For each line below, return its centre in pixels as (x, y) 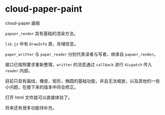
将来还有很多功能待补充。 (31, 108)
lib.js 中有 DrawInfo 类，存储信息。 (42, 44)
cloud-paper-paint (44, 9)
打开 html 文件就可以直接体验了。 (39, 97)
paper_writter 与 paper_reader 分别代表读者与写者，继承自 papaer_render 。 (82, 54)
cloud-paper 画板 (23, 23)
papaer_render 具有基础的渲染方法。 (42, 33)
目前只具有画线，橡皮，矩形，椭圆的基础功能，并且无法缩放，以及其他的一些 (82, 81)
